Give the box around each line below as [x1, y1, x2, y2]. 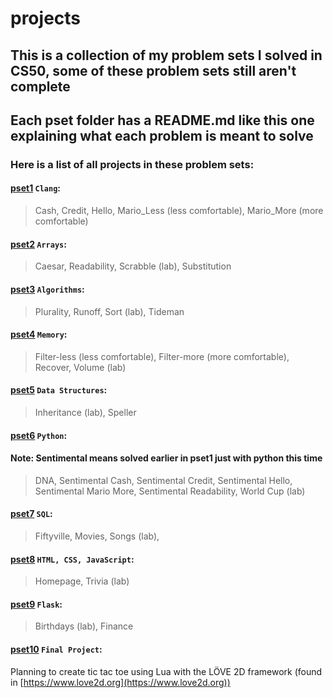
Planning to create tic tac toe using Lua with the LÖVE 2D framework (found [10, 665, 323, 677]
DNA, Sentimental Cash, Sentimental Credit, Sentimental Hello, [34, 474, 293, 486]
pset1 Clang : [10, 182, 61, 194]
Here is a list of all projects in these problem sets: [10, 157, 255, 171]
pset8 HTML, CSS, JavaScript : [10, 553, 135, 565]
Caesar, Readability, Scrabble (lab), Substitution [34, 260, 232, 272]
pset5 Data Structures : [10, 384, 108, 396]
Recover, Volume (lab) [34, 361, 127, 373]
